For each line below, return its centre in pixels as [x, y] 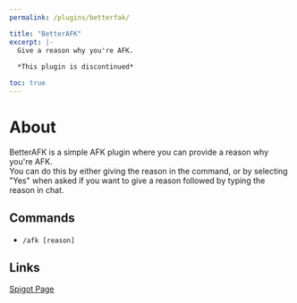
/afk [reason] [48, 240]
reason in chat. [37, 189]
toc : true [28, 83]
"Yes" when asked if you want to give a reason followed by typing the [137, 181]
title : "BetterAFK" [46, 34]
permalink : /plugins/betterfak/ [69, 17]
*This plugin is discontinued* [76, 67]
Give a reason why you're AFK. [76, 50]
